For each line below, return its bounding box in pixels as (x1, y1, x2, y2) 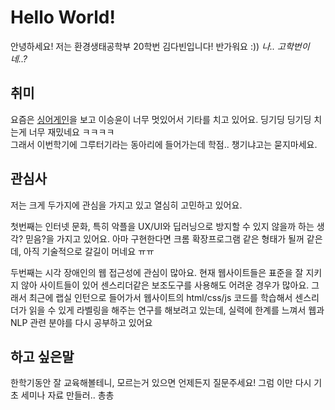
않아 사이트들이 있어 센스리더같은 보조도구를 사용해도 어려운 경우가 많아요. (20, 279, 310, 291)
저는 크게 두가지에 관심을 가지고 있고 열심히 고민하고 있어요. (10, 199, 243, 211)
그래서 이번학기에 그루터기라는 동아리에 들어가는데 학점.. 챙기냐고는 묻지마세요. (10, 138, 318, 150)
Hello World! (10, 6, 116, 29)
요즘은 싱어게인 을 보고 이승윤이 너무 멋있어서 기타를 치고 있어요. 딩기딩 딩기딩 (10, 113, 312, 125)
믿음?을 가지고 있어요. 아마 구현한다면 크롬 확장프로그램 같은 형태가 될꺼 (24, 232, 305, 245)
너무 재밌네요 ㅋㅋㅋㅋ (28, 126, 115, 138)
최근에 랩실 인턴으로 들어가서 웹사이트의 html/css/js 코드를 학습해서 (28, 291, 293, 303)
